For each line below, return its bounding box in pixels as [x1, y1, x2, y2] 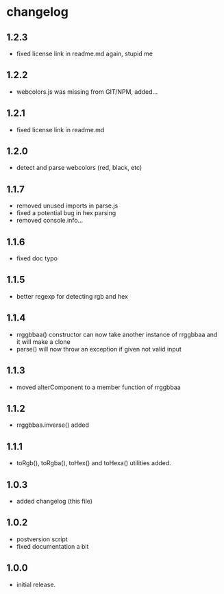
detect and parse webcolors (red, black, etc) [16, 164, 142, 172]
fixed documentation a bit [16, 542, 89, 550]
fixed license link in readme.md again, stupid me [16, 49, 153, 58]
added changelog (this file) [16, 497, 93, 505]
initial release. [16, 580, 56, 589]
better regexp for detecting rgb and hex [16, 292, 128, 300]
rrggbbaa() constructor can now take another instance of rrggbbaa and [16, 330, 218, 338]
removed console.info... [16, 216, 84, 225]
